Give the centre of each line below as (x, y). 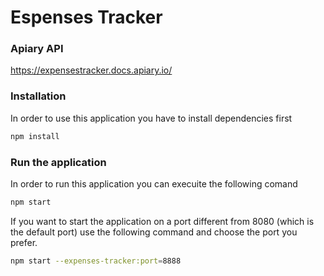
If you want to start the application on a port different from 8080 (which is (162, 221)
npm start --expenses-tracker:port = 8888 (96, 261)
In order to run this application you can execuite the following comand (154, 183)
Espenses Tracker (86, 17)
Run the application (58, 162)
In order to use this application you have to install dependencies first (151, 118)
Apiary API (37, 49)
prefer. (24, 242)
